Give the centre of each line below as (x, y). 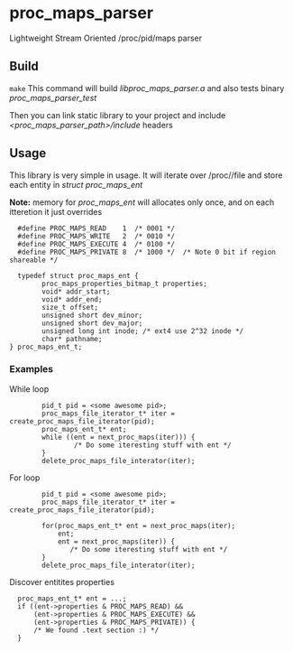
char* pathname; (72, 339)
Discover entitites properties (62, 581)
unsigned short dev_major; (92, 323)
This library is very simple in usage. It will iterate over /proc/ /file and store (146, 175)
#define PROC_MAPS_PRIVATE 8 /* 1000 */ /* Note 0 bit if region (147, 252)
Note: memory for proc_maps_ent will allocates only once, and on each (142, 202)
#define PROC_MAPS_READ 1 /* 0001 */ (96, 228)
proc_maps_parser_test (53, 98)
